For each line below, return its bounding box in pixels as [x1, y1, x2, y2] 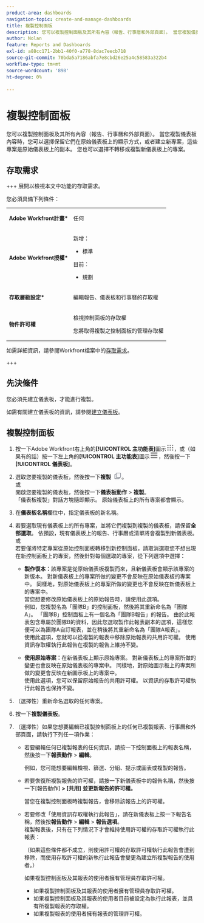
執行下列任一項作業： [41, 730, 95, 738]
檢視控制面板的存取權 [73, 314, 127, 321]
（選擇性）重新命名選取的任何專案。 [15, 697, 106, 704]
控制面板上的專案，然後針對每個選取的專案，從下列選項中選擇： [25, 552, 186, 559]
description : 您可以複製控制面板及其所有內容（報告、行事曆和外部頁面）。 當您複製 [6, 29, 191, 35]
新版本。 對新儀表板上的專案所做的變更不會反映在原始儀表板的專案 [24, 572, 191, 580]
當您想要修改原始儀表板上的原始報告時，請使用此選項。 [24, 595, 163, 603]
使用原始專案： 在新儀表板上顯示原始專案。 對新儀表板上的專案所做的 [24, 654, 196, 661]
